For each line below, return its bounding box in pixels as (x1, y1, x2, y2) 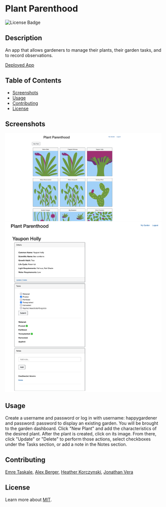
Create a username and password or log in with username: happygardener (5, 415, 158, 421)
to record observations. (5, 52, 53, 58)
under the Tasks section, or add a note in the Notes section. (5, 441, 127, 447)
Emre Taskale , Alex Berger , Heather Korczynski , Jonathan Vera (5, 469, 134, 475)
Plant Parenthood (5, 3, 78, 14)
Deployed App (5, 62, 35, 68)
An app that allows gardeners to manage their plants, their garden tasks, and (5, 47, 162, 53)
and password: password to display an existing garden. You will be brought (5, 420, 159, 426)
